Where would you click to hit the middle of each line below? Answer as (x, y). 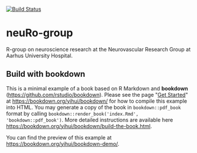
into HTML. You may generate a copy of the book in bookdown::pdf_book (94, 107)
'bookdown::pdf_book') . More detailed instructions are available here (90, 120)
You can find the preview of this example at (59, 137)
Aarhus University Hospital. (39, 56)
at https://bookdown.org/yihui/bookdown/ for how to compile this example (97, 101)
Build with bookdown (46, 74)
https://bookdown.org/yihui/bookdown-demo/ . (63, 144)
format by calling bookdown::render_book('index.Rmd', (72, 113)
